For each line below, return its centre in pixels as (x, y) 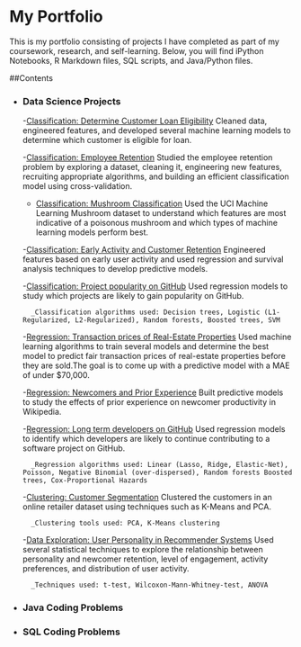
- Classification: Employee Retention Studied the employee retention (147, 157)
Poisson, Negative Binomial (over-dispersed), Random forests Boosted (157, 473)
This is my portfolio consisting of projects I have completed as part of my (145, 41)
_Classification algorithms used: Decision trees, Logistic (146, 312)
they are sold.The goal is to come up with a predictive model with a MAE (156, 365)
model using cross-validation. (77, 186)
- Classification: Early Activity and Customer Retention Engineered (144, 250)
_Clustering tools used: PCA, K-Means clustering (125, 524)
